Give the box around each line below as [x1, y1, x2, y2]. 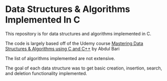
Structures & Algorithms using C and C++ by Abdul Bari [5, 45, 120, 51]
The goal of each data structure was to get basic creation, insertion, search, [5, 65, 162, 71]
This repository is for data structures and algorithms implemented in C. [5, 30, 151, 36]
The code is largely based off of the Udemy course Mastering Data [5, 40, 143, 46]
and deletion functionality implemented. [5, 70, 87, 76]
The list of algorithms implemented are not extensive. [5, 55, 115, 61]
